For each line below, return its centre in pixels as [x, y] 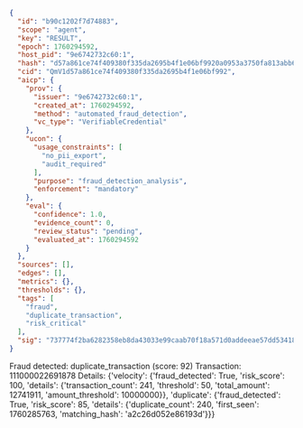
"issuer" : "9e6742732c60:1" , [88, 97]
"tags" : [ [36, 298]
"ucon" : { [44, 139]
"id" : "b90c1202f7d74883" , [68, 21]
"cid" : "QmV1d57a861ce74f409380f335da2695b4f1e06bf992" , [127, 72]
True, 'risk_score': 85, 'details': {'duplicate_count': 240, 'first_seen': [134, 404]
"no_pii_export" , [74, 155]
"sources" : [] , [46, 265]
